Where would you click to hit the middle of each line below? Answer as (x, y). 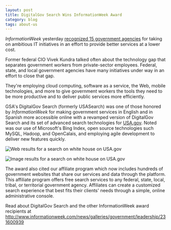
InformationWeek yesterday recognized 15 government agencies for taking (84, 39)
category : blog (21, 19)
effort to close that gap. (30, 76)
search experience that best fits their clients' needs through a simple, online (85, 191)
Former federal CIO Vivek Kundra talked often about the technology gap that (86, 60)
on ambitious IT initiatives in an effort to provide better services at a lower (83, 44)
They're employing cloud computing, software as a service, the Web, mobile (86, 86)
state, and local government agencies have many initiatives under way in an (85, 71)
